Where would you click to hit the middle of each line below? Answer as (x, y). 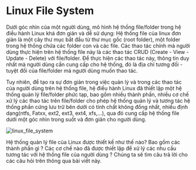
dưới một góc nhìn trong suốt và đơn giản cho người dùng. (76, 119)
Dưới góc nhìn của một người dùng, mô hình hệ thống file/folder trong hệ (94, 27)
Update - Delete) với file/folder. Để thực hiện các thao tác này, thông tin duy (98, 58)
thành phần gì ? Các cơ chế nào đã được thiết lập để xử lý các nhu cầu (91, 148)
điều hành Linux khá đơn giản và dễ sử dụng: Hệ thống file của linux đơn (94, 33)
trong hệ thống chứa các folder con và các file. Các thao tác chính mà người (98, 46)
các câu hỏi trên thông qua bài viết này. (54, 161)
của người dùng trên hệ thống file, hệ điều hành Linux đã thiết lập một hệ (94, 88)
